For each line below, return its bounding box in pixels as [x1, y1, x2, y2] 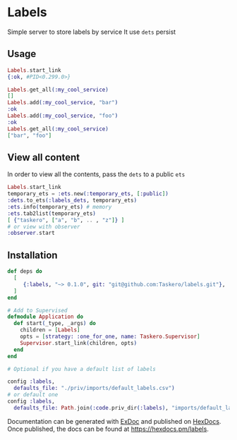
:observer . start [7, 230, 55, 237]
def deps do [7, 268, 42, 275]
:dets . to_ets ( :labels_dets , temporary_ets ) [7, 197, 138, 204]
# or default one [7, 391, 59, 398]
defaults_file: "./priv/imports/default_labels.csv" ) [13, 385, 175, 392]
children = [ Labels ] [20, 326, 80, 334]
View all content [7, 151, 80, 163]
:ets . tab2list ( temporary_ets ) [7, 209, 97, 217]
